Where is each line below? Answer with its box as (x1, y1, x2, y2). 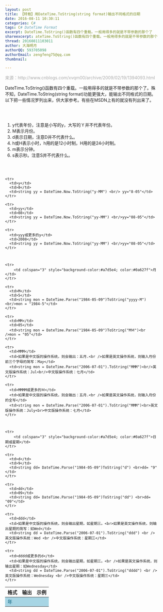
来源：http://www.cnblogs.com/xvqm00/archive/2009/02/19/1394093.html (5, 75, 155, 81)
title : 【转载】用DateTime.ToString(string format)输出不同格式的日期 (5, 12, 141, 16)
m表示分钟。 (12, 146, 38, 152)
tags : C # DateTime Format (5, 25, 57, 30)
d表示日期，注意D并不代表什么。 (12, 134, 78, 140)
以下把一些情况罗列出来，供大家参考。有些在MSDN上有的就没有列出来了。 (5, 97, 154, 103)
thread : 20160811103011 (5, 39, 53, 44)
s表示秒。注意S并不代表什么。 (12, 152, 73, 158)
